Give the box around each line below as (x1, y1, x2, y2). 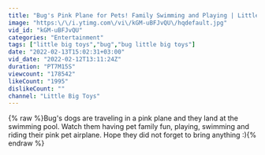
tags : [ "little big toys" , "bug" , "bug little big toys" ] (8, 41, 196, 49)
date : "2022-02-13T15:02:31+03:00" (8, 48, 125, 56)
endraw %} (8, 138, 45, 148)
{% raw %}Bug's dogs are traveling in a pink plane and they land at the (8, 113, 239, 123)
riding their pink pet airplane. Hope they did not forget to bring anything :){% (8, 131, 257, 140)
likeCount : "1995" (8, 77, 69, 85)
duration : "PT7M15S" (8, 63, 77, 71)
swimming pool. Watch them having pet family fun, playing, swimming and (8, 122, 250, 131)
